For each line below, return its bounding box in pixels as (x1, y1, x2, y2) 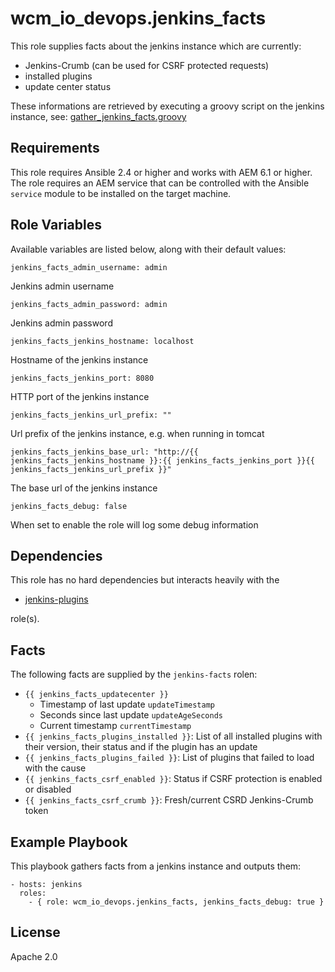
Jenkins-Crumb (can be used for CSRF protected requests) (24, 59, 270, 71)
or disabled (24, 783, 72, 796)
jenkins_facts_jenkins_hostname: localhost (10, 336, 195, 346)
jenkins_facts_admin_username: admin (10, 262, 168, 272)
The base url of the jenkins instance (10, 482, 158, 494)
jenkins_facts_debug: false (10, 501, 128, 511)
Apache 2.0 (10, 950, 58, 962)
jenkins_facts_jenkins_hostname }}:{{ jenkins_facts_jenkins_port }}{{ (10, 455, 315, 466)
